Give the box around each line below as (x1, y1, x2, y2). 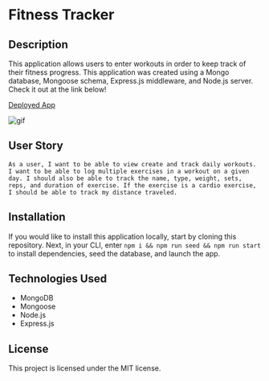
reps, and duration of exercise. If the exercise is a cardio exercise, (8, 181, 257, 190)
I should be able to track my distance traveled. (8, 188, 178, 196)
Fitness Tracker (8, 6, 115, 24)
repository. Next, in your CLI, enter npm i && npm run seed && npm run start (8, 240, 261, 250)
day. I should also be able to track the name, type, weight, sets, (8, 174, 243, 182)
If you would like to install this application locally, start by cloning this (8, 231, 237, 241)
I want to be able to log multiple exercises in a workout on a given (8, 167, 250, 175)
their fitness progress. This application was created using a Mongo (8, 68, 230, 77)
